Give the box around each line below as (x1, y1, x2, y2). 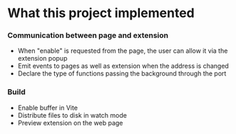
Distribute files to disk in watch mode (17, 110, 127, 119)
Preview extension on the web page (17, 118, 123, 127)
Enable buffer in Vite (17, 103, 78, 112)
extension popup (17, 54, 68, 63)
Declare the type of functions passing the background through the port (17, 69, 227, 78)
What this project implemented (7, 5, 195, 21)
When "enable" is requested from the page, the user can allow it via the (17, 46, 228, 55)
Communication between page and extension (7, 31, 169, 41)
